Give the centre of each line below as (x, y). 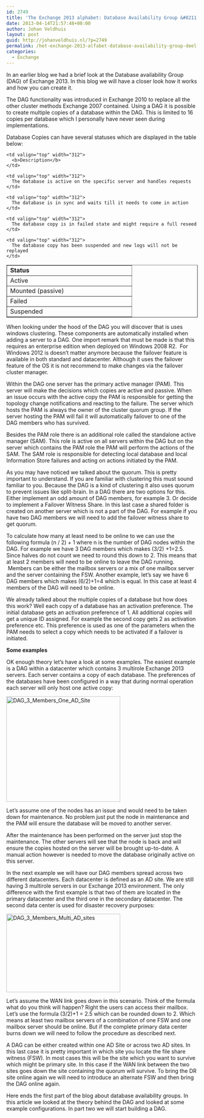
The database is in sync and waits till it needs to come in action (100, 203)
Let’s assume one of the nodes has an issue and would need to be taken (97, 810)
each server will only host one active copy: (60, 688)
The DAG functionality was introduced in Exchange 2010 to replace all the (98, 99)
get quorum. (22, 524)
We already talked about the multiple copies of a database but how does (97, 599)
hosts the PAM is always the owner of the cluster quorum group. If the (94, 409)
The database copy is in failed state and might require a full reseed (104, 224)
